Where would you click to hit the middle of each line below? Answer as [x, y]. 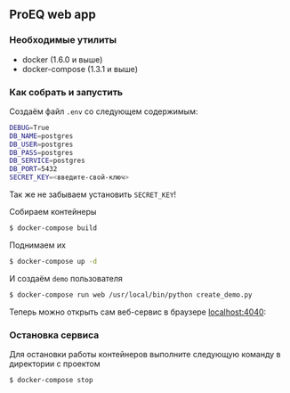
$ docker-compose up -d [53, 261]
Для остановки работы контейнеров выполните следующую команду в [145, 355]
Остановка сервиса [54, 335]
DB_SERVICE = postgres [48, 161]
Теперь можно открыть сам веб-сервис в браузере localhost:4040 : [138, 312]
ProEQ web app [52, 15]
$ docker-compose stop [51, 381]
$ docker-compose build [53, 228]
